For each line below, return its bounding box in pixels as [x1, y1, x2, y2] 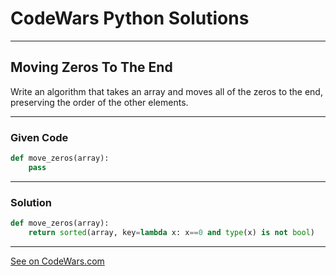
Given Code [10, 130, 69, 144]
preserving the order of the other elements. [10, 96, 189, 108]
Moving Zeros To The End [10, 59, 173, 76]
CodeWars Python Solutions [10, 7, 250, 30]
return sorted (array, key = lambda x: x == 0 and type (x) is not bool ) [28, 227, 315, 237]
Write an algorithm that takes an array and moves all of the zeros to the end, [10, 85, 323, 97]
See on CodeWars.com [10, 255, 105, 267]
